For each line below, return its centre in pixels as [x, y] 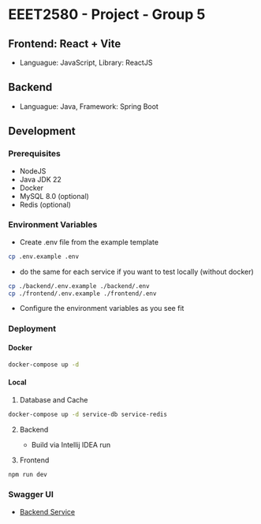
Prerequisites [34, 154]
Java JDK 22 [40, 179]
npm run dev [28, 474]
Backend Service [47, 511]
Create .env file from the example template [89, 241]
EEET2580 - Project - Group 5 [107, 15]
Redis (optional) [45, 204]
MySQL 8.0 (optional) [54, 196]
